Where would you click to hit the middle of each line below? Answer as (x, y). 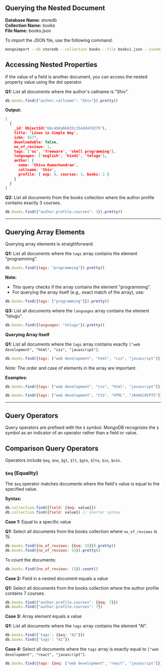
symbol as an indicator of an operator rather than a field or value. (71, 433)
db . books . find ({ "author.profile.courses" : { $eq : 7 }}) (62, 602)
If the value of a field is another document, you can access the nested (76, 77)
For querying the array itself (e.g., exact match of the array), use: (78, 292)
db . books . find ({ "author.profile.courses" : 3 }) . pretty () (64, 212)
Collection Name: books (30, 25)
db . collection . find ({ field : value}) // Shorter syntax (63, 513)
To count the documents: (31, 560)
